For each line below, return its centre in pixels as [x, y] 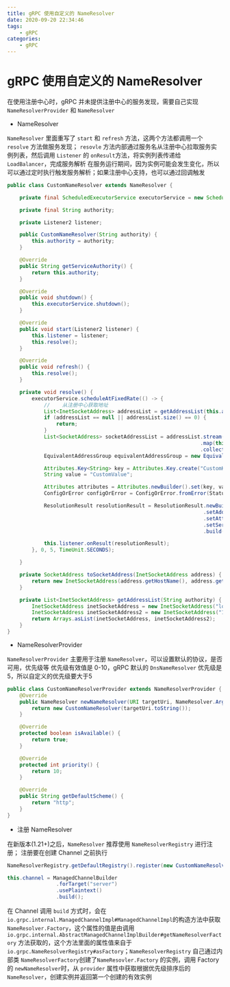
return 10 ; [47, 771]
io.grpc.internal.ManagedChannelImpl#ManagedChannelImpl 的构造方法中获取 [114, 920]
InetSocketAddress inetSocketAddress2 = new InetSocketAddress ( [125, 613]
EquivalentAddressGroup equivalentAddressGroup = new [122, 456]
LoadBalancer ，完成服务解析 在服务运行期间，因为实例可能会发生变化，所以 [113, 163]
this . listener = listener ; [70, 336]
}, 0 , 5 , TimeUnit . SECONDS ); [73, 550]
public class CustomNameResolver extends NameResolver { [90, 185]
